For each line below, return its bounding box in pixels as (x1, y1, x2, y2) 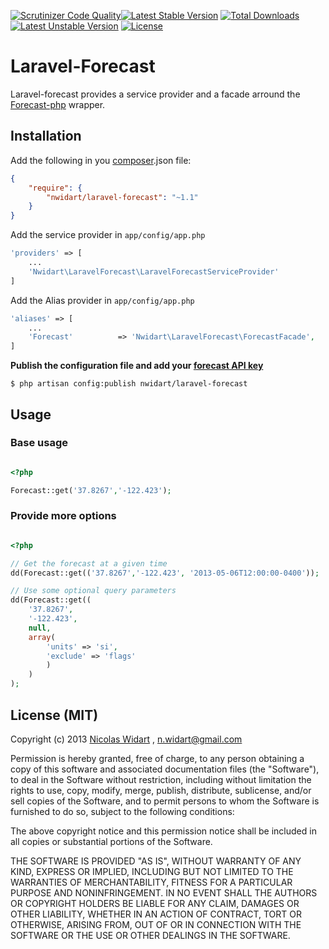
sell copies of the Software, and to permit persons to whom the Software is (10, 795, 320, 807)
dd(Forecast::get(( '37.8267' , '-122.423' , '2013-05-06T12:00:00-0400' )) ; (10, 568, 320, 578)
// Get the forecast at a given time (10, 558, 168, 569)
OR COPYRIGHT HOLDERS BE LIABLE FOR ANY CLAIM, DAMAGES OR (10, 897, 300, 909)
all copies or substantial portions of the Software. (10, 835, 213, 847)
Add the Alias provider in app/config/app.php (10, 294, 195, 306)
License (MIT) (10, 706, 99, 724)
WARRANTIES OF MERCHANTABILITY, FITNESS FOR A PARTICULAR (10, 876, 293, 888)
